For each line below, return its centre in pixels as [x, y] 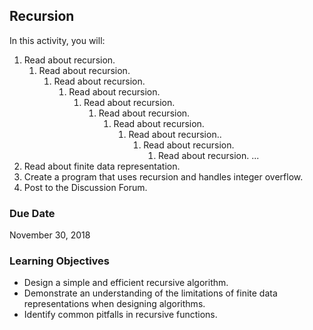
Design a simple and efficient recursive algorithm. [126, 283]
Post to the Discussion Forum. [85, 187]
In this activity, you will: [57, 40]
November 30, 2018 [50, 235]
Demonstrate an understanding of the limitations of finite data [150, 293]
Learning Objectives [60, 261]
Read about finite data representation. [102, 166]
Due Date [32, 213]
